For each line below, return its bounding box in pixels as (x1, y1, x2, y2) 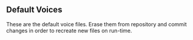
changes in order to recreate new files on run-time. (6, 27, 132, 34)
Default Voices (6, 5, 63, 15)
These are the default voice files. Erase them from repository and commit (6, 20, 187, 27)
